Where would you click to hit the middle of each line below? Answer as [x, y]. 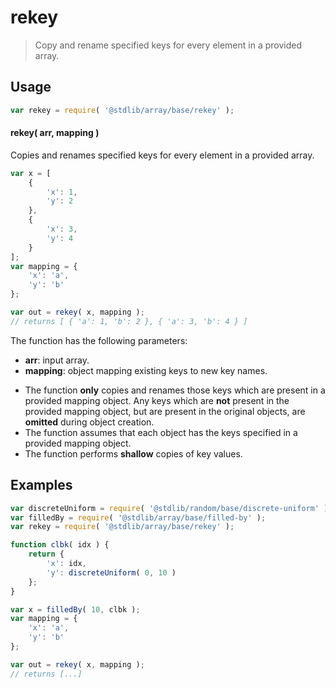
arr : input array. [57, 360]
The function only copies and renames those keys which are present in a [175, 390]
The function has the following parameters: [99, 340]
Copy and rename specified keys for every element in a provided [168, 45]
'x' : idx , [66, 564]
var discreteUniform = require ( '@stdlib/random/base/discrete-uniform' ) [169, 508]
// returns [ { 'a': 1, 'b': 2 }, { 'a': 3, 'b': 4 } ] [129, 321]
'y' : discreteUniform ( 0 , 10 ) [111, 572]
